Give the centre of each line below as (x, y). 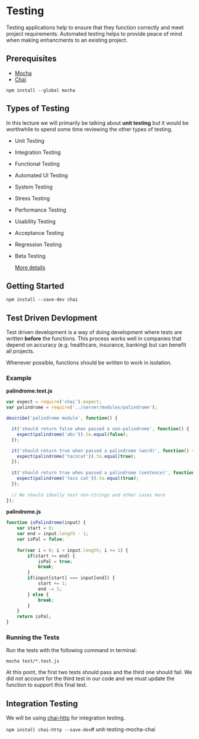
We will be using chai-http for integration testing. (66, 718)
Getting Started (35, 286)
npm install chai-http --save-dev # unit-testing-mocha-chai (81, 729)
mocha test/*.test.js (33, 661)
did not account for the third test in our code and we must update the (90, 678)
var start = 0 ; (36, 528)
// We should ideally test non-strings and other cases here (89, 495)
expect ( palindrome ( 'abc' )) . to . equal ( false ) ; (73, 434)
